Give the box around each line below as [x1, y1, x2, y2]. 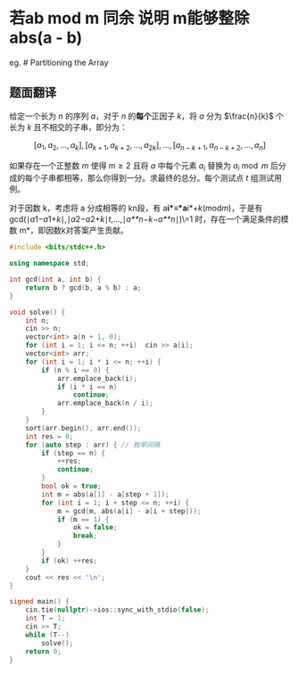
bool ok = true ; [41, 482, 102, 491]
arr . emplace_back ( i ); [56, 373, 138, 383]
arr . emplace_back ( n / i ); [56, 398, 153, 408]
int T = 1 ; [25, 614, 66, 623]
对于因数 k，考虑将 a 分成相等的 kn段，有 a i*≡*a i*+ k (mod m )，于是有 [9, 202, 263, 214]
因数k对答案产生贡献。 [46, 225, 128, 236]
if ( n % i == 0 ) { [41, 365, 110, 374]
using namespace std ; [9, 259, 90, 268]
